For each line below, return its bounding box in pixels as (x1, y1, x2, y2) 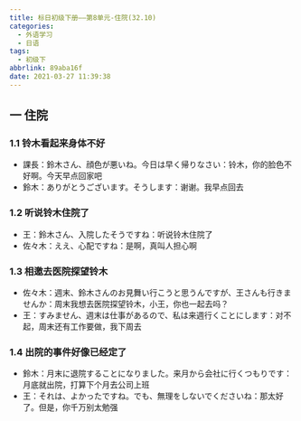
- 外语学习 (17, 30, 53, 39)
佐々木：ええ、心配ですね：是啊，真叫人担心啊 (22, 240, 197, 251)
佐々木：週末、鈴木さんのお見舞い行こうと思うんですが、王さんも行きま (22, 287, 292, 298)
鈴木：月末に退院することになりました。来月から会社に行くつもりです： (22, 368, 292, 379)
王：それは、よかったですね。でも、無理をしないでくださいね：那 (22, 390, 268, 402)
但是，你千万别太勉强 (38, 402, 118, 413)
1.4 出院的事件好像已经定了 (9, 345, 127, 358)
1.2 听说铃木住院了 (9, 207, 90, 220)
